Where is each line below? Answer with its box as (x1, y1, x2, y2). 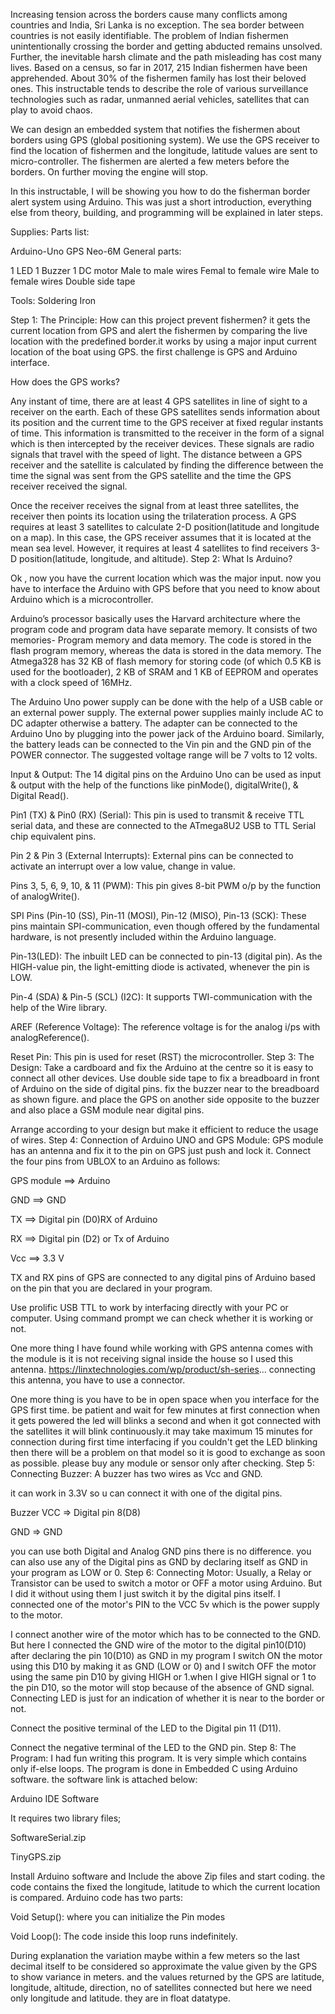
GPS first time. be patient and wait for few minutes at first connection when (10, 1404, 321, 1416)
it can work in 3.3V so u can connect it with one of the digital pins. (10, 1487, 283, 1499)
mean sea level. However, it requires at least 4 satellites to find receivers (10, 542, 309, 554)
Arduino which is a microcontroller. (10, 594, 154, 605)
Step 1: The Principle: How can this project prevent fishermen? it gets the (10, 314, 311, 326)
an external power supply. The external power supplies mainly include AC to (10, 707, 324, 718)
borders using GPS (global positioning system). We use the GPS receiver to (10, 134, 320, 146)
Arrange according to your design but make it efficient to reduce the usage (10, 1124, 319, 1135)
